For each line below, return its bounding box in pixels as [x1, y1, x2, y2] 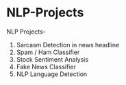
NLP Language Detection [16, 70, 88, 78]
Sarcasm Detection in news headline [16, 40, 120, 49]
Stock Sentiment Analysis [16, 55, 89, 63]
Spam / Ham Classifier [16, 48, 80, 56]
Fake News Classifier [16, 62, 76, 71]
